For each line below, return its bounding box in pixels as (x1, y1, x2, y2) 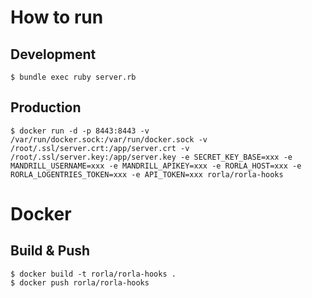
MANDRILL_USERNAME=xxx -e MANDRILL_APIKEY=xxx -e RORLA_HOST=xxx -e (10, 161, 302, 171)
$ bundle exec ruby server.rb (10, 72, 137, 82)
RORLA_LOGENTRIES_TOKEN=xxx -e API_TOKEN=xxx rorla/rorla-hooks (10, 169, 284, 180)
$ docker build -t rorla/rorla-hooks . (10, 269, 177, 279)
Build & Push (10, 242, 91, 260)
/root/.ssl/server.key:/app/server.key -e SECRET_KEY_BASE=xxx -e (10, 152, 293, 162)
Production (10, 99, 82, 116)
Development (10, 46, 97, 63)
